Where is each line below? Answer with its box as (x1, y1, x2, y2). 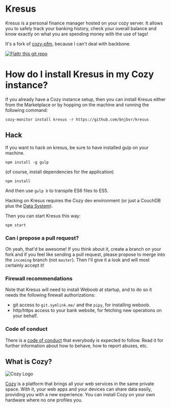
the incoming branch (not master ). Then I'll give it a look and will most (5, 256, 150, 263)
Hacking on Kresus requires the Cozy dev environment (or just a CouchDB (5, 197, 161, 203)
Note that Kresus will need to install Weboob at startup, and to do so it (5, 286, 152, 293)
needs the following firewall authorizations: (5, 292, 96, 298)
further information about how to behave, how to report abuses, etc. (5, 343, 148, 349)
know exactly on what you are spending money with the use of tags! (5, 31, 149, 37)
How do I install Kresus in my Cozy (5, 68, 154, 80)
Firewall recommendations (5, 275, 73, 282)
